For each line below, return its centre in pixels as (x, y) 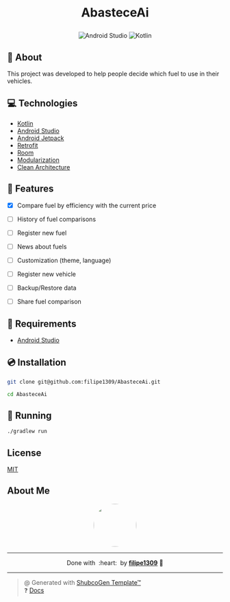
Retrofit (27, 145)
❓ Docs (34, 590)
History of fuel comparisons (56, 219)
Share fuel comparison (49, 302)
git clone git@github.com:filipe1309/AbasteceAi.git (84, 382)
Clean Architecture (43, 167)
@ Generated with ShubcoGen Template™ (82, 582)
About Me (28, 491)
